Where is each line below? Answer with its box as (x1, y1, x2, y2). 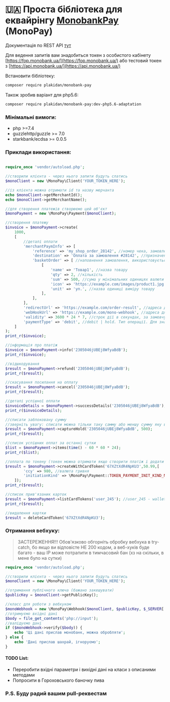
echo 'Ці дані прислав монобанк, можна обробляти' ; (14, 630, 125, 635)
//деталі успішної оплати (5, 399, 60, 404)
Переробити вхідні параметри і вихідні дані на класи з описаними (12, 666, 156, 673)
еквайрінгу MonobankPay (5, 15, 119, 26)
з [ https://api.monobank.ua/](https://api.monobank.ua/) (5, 62, 121, 69)
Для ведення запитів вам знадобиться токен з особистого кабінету (5, 52, 151, 58)
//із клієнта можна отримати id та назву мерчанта (5, 187, 114, 193)
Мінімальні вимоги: (5, 113, 57, 120)
